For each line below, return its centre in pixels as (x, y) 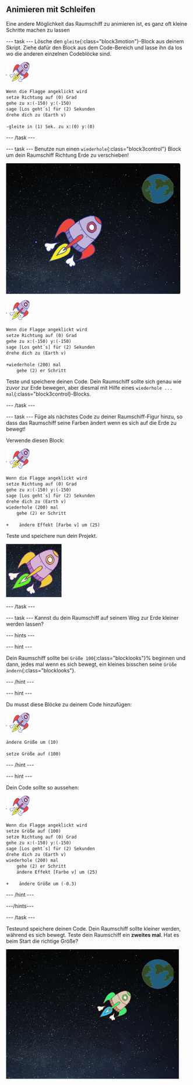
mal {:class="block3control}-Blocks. (49, 394)
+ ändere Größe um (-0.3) (41, 884)
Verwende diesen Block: (35, 440)
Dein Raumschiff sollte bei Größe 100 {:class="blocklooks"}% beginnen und (96, 658)
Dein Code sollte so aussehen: (43, 787)
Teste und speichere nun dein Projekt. (52, 535)
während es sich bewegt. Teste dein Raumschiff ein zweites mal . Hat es (93, 935)
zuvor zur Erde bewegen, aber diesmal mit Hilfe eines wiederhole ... (89, 387)
